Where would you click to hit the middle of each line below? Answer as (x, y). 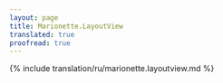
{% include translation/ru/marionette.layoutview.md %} (112, 69)
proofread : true (40, 43)
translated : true (42, 34)
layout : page (34, 18)
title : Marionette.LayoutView (67, 26)
